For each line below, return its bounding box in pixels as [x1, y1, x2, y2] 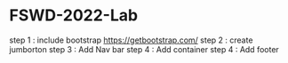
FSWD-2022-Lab [9, 5, 139, 26]
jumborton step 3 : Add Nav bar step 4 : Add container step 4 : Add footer [9, 43, 280, 54]
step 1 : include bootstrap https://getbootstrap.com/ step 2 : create [9, 35, 253, 45]
